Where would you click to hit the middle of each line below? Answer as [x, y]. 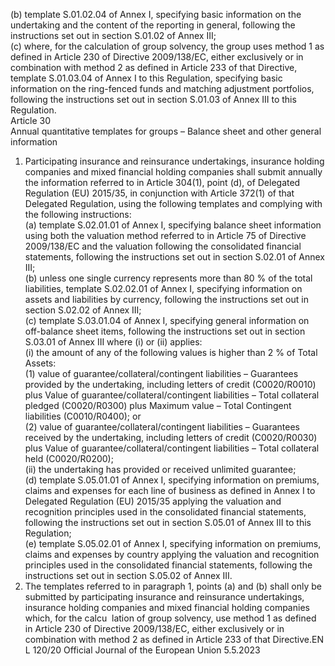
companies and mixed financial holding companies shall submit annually [173, 172]
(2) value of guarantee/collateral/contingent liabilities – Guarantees [162, 427]
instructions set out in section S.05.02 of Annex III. [128, 575]
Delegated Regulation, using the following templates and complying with [173, 203]
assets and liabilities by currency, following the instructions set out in [166, 299]
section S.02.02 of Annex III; [83, 310]
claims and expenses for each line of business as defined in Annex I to [170, 490]
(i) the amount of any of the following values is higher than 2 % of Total [171, 352]
